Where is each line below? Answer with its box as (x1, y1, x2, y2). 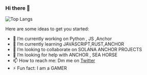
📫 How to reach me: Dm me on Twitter (12, 58, 96, 64)
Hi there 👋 (5, 5, 31, 12)
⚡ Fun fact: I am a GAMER (12, 65, 67, 71)
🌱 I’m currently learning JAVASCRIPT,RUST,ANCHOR (12, 41, 124, 47)
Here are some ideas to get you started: (5, 26, 90, 32)
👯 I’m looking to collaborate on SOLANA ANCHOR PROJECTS (12, 47, 142, 53)
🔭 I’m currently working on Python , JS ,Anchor (12, 35, 112, 42)
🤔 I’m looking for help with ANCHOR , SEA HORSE (12, 52, 118, 58)
